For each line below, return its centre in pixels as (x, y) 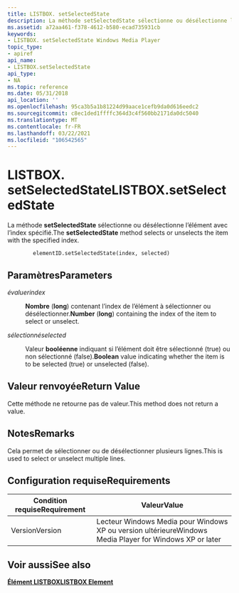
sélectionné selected (37, 335)
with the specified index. (43, 240)
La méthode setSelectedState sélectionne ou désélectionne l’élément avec (118, 225)
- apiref (20, 54)
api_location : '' (33, 100)
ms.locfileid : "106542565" (47, 140)
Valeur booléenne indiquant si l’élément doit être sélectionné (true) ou (128, 349)
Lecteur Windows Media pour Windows (162, 522)
